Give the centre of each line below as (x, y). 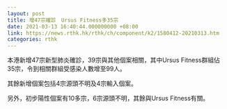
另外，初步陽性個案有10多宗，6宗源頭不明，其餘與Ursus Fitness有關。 (108, 99)
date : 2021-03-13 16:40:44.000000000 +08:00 (73, 26)
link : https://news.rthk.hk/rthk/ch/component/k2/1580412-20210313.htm (113, 33)
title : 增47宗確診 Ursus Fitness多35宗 (63, 20)
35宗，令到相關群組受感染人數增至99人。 (67, 69)
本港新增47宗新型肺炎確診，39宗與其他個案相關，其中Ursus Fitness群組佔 (114, 60)
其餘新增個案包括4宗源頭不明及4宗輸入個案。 (72, 83)
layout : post (26, 14)
